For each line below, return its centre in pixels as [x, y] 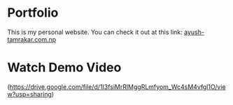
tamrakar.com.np [32, 39]
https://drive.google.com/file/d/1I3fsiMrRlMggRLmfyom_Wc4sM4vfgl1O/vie [118, 87]
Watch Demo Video [64, 68]
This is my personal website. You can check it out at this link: [95, 32]
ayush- [195, 32]
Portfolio [33, 13]
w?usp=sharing [30, 94]
